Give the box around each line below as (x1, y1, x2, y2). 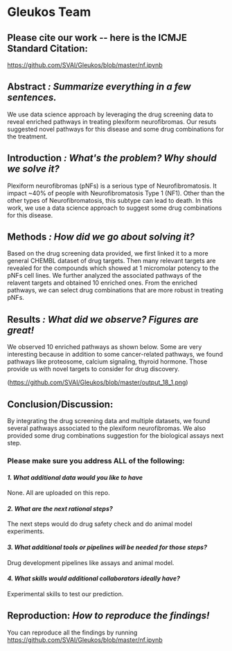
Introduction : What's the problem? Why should (7, 152, 217, 164)
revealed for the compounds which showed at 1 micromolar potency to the (7, 264, 220, 272)
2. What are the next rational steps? (7, 504, 113, 512)
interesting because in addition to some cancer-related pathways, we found (7, 350, 224, 359)
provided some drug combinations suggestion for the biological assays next (7, 431, 224, 440)
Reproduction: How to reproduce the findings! (7, 610, 210, 622)
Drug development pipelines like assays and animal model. (7, 558, 175, 567)
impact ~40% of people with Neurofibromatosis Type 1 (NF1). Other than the (7, 188, 225, 197)
